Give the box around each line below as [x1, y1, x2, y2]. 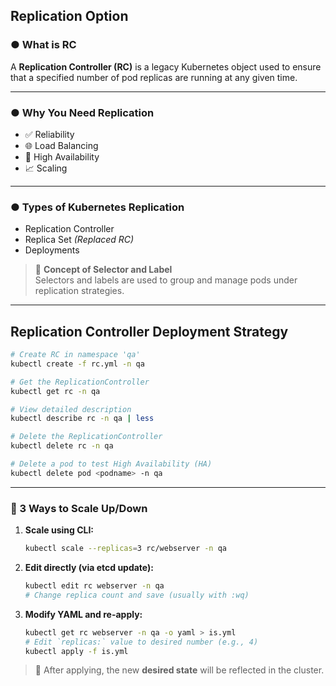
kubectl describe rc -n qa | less [10, 414, 155, 424]
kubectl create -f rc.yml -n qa [10, 359, 145, 369]
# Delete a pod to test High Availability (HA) [10, 459, 213, 469]
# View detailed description [10, 404, 132, 414]
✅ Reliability [24, 128, 75, 140]
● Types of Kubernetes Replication [10, 200, 185, 214]
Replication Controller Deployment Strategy [10, 323, 289, 340]
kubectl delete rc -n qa [10, 441, 114, 451]
